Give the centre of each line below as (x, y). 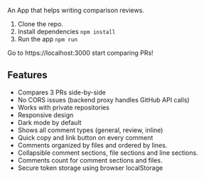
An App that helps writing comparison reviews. (76, 10)
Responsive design (45, 115)
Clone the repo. (41, 24)
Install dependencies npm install (66, 32)
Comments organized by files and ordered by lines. (92, 145)
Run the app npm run (48, 39)
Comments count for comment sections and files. (90, 160)
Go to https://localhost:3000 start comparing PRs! (81, 53)
